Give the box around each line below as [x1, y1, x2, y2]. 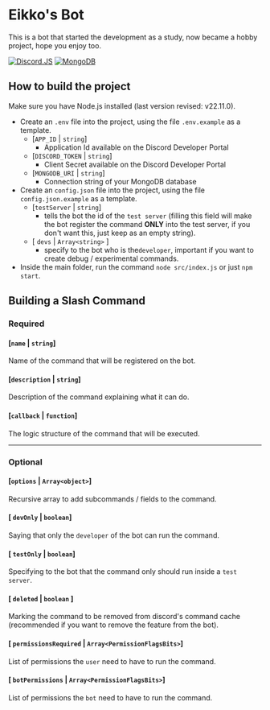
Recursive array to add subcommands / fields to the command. [8, 493, 217, 504]
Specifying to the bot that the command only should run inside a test [8, 567, 237, 576]
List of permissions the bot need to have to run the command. [8, 692, 213, 702]
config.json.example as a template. [19, 193, 138, 203]
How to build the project [8, 80, 131, 93]
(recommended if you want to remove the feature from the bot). [8, 620, 219, 630]
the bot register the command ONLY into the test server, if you [43, 219, 251, 229]
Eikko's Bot [8, 6, 84, 24]
